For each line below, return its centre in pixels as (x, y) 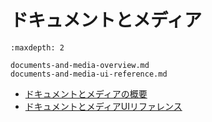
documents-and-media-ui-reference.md (89, 74)
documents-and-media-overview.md (80, 65)
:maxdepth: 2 (37, 47)
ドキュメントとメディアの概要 (86, 93)
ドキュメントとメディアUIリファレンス (103, 106)
